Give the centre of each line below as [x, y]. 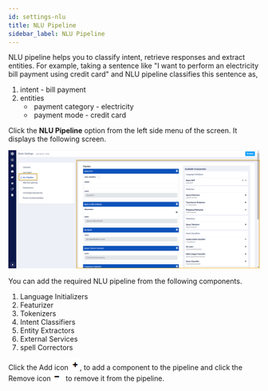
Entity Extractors [47, 330]
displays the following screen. [57, 139]
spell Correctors [46, 348]
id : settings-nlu [37, 17]
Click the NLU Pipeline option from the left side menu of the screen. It [123, 131]
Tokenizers [38, 314]
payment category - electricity [84, 107]
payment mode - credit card [80, 115]
